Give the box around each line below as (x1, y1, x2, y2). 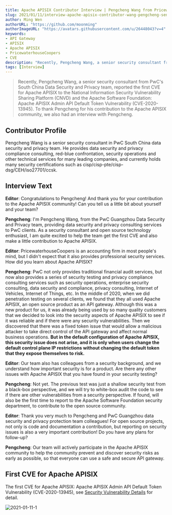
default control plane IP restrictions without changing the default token (5, 345, 160, 351)
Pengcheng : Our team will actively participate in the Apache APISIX (5, 444, 148, 450)
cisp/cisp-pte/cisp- (82, 161, 124, 167)
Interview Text (5, 182, 52, 190)
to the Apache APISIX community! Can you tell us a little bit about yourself (5, 201, 161, 207)
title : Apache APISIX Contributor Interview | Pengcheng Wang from (5, 7, 153, 13)
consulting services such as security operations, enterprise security (5, 280, 149, 286)
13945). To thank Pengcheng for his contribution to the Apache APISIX (17, 106, 167, 112)
